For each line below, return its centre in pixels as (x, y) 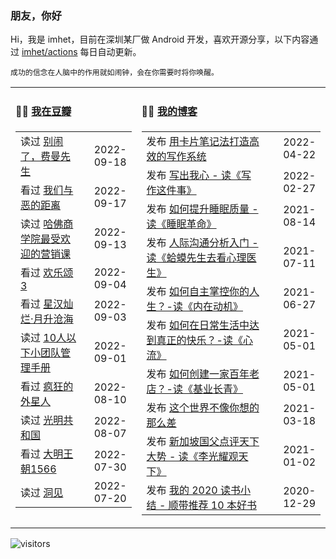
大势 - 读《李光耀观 (192, 456)
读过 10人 (43, 337)
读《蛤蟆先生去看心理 (196, 257)
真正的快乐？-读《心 (204, 340)
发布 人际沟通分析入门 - (202, 242)
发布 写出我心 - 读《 (194, 175)
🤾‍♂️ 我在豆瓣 (43, 111)
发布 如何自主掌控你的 (198, 291)
